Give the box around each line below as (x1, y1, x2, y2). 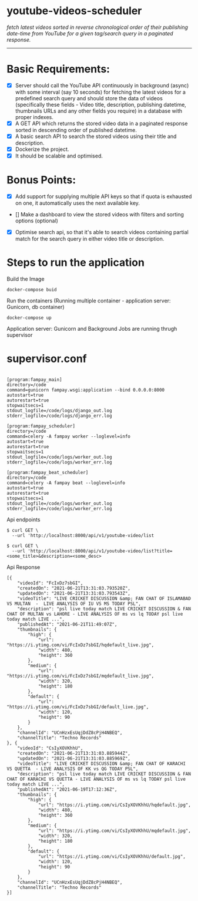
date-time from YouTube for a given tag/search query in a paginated (6, 29, 173, 37)
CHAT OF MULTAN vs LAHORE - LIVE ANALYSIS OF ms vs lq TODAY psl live (6, 611, 183, 617)
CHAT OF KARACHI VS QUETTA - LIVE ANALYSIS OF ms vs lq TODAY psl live (6, 777, 186, 782)
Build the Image (6, 275, 45, 282)
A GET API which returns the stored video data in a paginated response (15, 120, 188, 127)
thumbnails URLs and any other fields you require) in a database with (15, 107, 183, 114)
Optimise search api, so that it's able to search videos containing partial (15, 229, 189, 236)
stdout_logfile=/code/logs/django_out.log (6, 408, 112, 414)
